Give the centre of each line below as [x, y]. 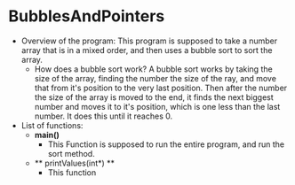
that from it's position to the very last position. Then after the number [161, 88]
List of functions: [52, 125]
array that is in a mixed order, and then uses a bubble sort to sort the [147, 50]
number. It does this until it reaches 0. [104, 116]
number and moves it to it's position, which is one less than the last [157, 106]
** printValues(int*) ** [75, 163]
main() [47, 135]
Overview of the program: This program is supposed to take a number [149, 41]
